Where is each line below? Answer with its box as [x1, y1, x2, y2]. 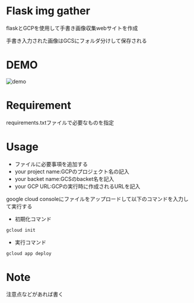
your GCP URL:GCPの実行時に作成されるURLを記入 [14, 183, 141, 190]
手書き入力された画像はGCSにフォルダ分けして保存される [6, 37, 147, 44]
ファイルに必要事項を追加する [14, 160, 88, 167]
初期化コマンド [14, 215, 52, 222]
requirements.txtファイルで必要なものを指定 [6, 119, 115, 126]
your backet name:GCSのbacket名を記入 [14, 175, 115, 182]
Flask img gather [6, 4, 91, 18]
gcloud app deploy [6, 250, 52, 256]
